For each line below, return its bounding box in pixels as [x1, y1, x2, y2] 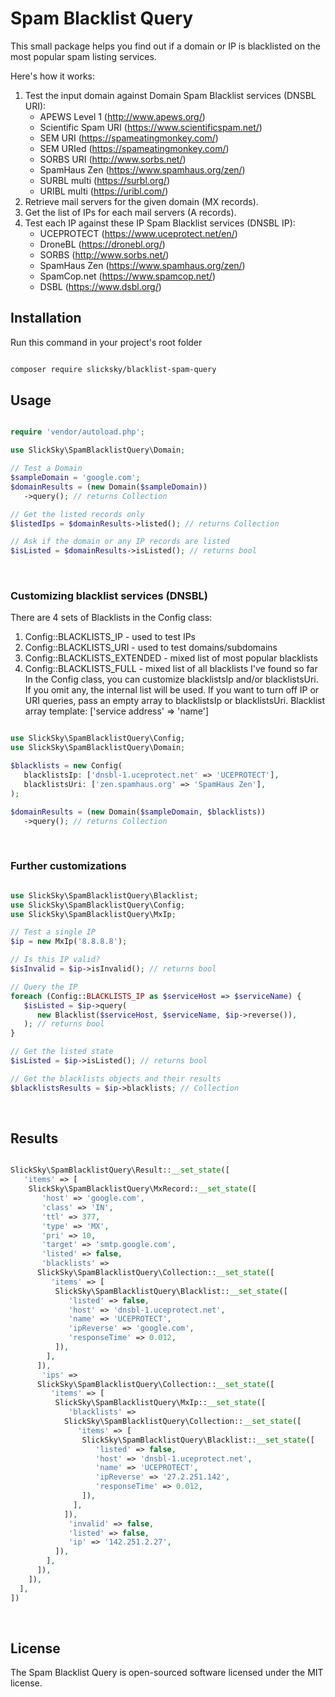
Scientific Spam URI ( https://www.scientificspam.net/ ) [39, 121, 263, 133]
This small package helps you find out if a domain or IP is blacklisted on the [10, 40, 321, 52]
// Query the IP [10, 982, 78, 992]
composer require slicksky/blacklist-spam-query [10, 364, 217, 374]
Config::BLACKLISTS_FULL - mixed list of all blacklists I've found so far [24, 663, 318, 675]
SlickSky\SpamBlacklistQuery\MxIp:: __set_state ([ [54, 1398, 267, 1408]
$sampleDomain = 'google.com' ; [10, 473, 141, 483]
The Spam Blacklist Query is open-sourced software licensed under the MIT [10, 1667, 324, 1679]
